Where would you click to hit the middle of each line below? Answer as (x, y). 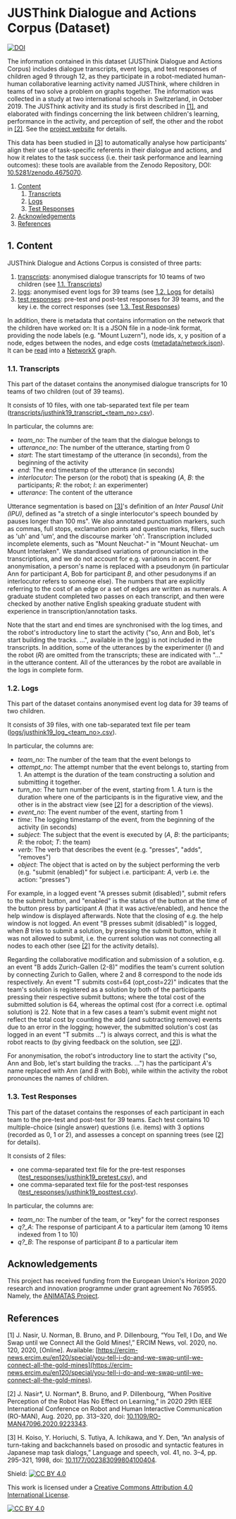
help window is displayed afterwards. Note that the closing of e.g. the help (115, 916)
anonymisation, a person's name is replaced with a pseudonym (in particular (118, 566)
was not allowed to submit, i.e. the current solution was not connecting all (114, 939)
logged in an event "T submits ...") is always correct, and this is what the (112, 1035)
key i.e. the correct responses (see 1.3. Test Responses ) (99, 306)
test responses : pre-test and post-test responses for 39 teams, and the (121, 299)
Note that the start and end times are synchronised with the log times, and (115, 625)
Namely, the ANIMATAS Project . (54, 1296)
